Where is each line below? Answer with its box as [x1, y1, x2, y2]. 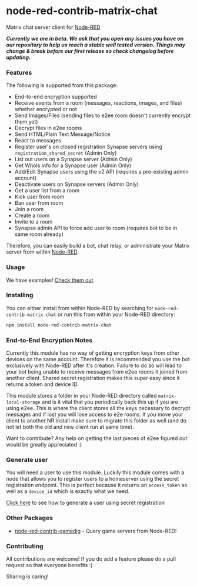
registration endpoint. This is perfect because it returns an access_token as [6, 481, 188, 489]
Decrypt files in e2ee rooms [14, 125, 82, 132]
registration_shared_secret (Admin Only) [14, 149, 117, 157]
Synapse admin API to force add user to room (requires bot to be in [14, 225, 178, 232]
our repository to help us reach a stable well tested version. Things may [6, 41, 186, 48]
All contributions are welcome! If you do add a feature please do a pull [6, 555, 176, 562]
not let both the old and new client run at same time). [6, 424, 134, 430]
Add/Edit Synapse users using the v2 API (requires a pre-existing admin [14, 168, 189, 175]
